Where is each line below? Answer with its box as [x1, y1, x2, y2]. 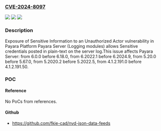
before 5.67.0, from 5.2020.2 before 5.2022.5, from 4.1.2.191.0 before [5, 58, 142, 64]
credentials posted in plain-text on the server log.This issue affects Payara [5, 48, 153, 54]
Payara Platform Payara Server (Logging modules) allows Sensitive [5, 43, 138, 49]
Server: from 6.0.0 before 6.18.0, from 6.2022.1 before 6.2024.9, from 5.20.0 [5, 53, 156, 59]
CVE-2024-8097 [5, 3, 46, 10]
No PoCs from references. [5, 98, 57, 104]
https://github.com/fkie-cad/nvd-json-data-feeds [12, 120, 111, 126]
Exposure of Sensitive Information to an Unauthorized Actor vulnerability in [5, 38, 154, 44]
